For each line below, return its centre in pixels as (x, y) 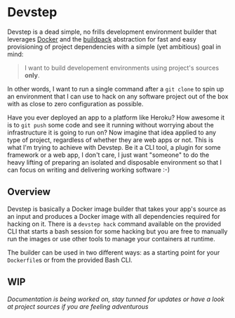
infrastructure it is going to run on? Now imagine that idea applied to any (112, 132)
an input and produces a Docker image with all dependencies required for (114, 216)
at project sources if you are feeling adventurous (78, 306)
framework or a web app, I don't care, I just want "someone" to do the (108, 155)
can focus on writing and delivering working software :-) (89, 170)
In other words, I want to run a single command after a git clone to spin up (116, 89)
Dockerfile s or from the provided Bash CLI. (70, 260)
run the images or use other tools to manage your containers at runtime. (111, 238)
